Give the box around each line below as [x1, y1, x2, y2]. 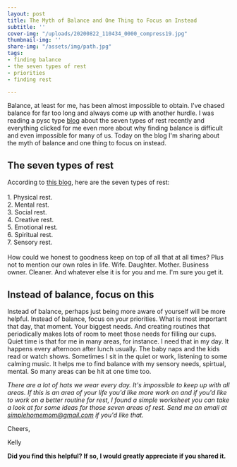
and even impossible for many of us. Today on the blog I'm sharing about [7, 131, 220, 140]
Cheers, [7, 425, 30, 432]
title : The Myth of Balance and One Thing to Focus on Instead [7, 17, 197, 24]
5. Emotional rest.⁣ [7, 223, 59, 231]
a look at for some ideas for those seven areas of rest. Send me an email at [7, 404, 227, 411]
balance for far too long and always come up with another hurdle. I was [7, 109, 214, 117]
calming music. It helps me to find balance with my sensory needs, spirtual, [7, 360, 226, 368]
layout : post [7, 10, 46, 18]
